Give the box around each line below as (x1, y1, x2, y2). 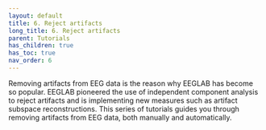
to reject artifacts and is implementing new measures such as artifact (8, 95, 238, 105)
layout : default (8, 11, 63, 20)
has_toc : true (8, 49, 56, 57)
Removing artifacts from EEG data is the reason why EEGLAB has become (8, 78, 254, 88)
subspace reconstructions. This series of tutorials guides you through (8, 104, 240, 113)
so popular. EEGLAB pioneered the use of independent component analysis (8, 87, 259, 96)
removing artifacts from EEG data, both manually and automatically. (8, 112, 232, 122)
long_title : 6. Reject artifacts (8, 26, 121, 35)
